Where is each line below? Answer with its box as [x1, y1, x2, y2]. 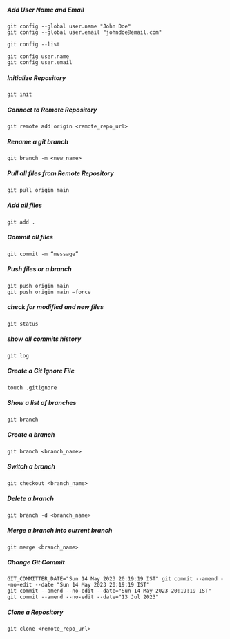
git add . [7, 218, 36, 226]
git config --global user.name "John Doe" [7, 23, 131, 30]
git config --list [7, 41, 60, 48]
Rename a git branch [7, 137, 69, 146]
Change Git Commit [7, 558, 66, 567]
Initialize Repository [7, 73, 66, 82]
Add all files [7, 201, 43, 210]
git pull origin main [7, 186, 70, 193]
